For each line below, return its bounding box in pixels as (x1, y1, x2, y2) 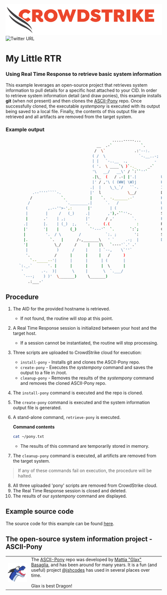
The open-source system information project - (5, 535, 153, 543)
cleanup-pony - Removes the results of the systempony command (20, 375, 154, 381)
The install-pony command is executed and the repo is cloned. (12, 390, 143, 396)
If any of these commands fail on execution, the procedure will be (17, 468, 152, 474)
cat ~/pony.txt (12, 434, 45, 439)
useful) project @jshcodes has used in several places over (31, 567, 150, 573)
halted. (17, 473, 32, 479)
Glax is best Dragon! (31, 583, 72, 589)
